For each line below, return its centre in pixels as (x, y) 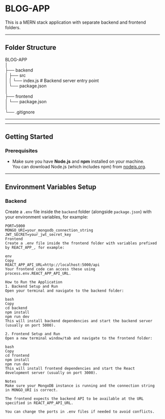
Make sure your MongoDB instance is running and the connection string (80, 386)
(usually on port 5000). (30, 325)
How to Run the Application (34, 282)
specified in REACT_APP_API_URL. (39, 403)
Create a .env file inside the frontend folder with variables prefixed (81, 243)
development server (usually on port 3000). (51, 373)
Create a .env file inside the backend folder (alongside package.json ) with (78, 212)
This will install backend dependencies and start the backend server (79, 321)
